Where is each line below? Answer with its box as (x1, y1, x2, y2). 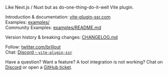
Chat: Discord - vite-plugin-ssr (5, 49, 72, 55)
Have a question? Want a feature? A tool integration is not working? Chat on (5, 59, 163, 64)
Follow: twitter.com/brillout (5, 44, 61, 49)
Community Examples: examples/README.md (5, 24, 101, 30)
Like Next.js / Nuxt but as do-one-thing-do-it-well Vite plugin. (5, 4, 134, 10)
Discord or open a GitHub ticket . (5, 64, 72, 70)
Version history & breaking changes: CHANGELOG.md (5, 34, 118, 40)
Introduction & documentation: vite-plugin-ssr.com (5, 14, 111, 19)
